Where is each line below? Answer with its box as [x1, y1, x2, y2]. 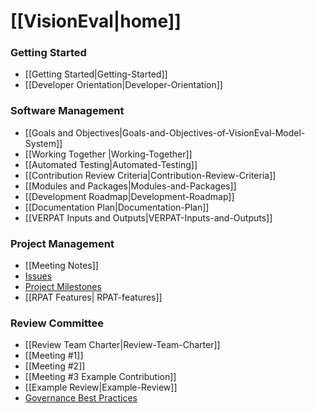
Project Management [10, 236, 115, 250]
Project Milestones [24, 281, 102, 293]
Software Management [10, 104, 125, 118]
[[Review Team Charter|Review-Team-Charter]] [24, 339, 221, 351]
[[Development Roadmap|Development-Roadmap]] [24, 190, 235, 202]
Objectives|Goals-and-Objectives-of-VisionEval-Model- [75, 126, 306, 139]
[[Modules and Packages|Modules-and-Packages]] [24, 180, 237, 192]
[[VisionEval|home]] [10, 10, 182, 33]
